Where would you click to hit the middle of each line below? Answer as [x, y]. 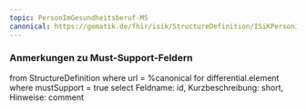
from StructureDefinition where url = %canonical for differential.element [144, 77]
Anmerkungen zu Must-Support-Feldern [101, 58]
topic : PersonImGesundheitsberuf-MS [79, 18]
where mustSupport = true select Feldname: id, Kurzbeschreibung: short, [147, 87]
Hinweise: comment [47, 97]
